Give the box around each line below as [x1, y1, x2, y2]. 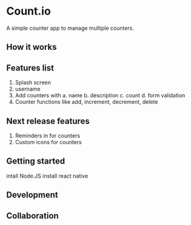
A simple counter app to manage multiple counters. [6, 24, 135, 32]
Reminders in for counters [15, 132, 81, 139]
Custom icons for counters [15, 138, 82, 145]
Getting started [6, 156, 65, 167]
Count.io [6, 4, 52, 18]
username [15, 85, 41, 92]
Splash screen [15, 79, 52, 86]
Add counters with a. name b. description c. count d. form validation [15, 92, 186, 99]
